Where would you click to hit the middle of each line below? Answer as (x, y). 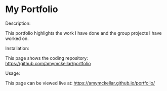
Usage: (13, 73)
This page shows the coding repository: (47, 58)
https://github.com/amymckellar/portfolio (48, 63)
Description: (18, 23)
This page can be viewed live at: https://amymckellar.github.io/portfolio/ (80, 83)
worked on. (17, 38)
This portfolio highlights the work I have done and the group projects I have (83, 33)
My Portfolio (32, 9)
